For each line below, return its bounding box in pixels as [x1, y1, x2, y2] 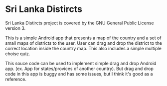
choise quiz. [5, 51, 30, 57]
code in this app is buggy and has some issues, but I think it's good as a [5, 71, 153, 77]
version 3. [5, 25, 26, 31]
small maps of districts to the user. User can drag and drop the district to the [5, 40, 162, 46]
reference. [5, 76, 26, 82]
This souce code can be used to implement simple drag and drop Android [5, 60, 157, 66]
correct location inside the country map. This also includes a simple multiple [5, 45, 162, 51]
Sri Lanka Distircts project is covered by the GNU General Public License [5, 20, 154, 26]
